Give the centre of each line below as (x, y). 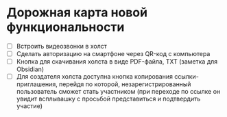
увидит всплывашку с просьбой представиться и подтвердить (108, 99)
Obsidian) (30, 69)
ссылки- (187, 77)
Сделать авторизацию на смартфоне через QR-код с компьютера (113, 54)
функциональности (65, 27)
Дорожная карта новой (77, 13)
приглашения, (37, 84)
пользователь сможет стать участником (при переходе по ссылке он (118, 92)
